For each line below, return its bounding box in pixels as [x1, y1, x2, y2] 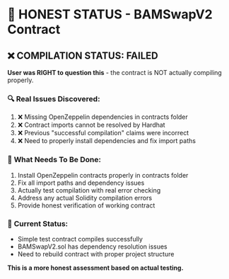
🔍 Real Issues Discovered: [7, 93, 100, 103]
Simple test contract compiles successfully [17, 234, 143, 243]
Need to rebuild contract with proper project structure [17, 249, 175, 258]
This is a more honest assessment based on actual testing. [7, 263, 184, 272]
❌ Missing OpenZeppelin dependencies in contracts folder [17, 113, 189, 121]
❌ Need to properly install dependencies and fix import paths [17, 137, 196, 145]
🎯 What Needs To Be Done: [7, 155, 101, 165]
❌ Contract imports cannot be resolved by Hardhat [17, 120, 165, 130]
